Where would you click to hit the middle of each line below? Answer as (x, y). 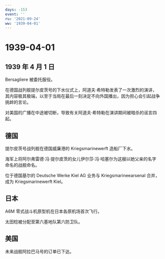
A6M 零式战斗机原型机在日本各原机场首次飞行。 (54, 211)
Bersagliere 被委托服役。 (30, 79)
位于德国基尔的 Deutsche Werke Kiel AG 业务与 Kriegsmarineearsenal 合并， (82, 176)
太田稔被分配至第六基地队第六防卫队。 (44, 222)
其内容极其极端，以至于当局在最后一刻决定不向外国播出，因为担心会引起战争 (82, 96)
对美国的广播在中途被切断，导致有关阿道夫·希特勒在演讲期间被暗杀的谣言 (79, 113)
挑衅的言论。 (18, 102)
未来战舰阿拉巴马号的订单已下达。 (40, 251)
